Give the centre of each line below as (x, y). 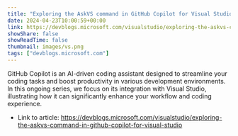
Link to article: (38, 117)
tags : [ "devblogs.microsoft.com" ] (58, 54)
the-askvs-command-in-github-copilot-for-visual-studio (100, 125)
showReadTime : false (38, 40)
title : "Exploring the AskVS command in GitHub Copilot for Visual (109, 14)
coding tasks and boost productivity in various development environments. (117, 81)
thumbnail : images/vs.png (45, 47)
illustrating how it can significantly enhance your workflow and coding (110, 96)
